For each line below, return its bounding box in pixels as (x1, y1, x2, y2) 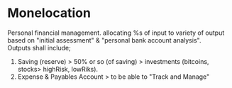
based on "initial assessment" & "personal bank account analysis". (7, 35, 201, 44)
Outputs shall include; (7, 43, 71, 52)
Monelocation (7, 5, 91, 21)
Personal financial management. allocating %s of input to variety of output (7, 28, 225, 37)
